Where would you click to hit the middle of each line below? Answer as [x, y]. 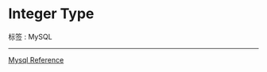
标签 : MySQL [31, 36]
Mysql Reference [36, 59]
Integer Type [51, 14]
